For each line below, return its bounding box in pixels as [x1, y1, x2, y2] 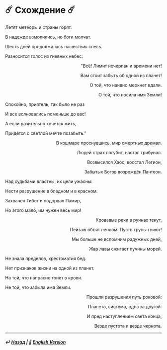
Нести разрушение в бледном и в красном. [5, 188, 98, 194]
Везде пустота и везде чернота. [94, 323, 162, 329]
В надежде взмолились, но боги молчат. [5, 34, 91, 40]
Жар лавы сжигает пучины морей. [89, 246, 162, 252]
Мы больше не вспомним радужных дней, [72, 236, 162, 242]
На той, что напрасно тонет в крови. [5, 274, 83, 280]
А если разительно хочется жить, [5, 120, 77, 126]
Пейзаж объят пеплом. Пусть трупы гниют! [70, 226, 162, 232]
